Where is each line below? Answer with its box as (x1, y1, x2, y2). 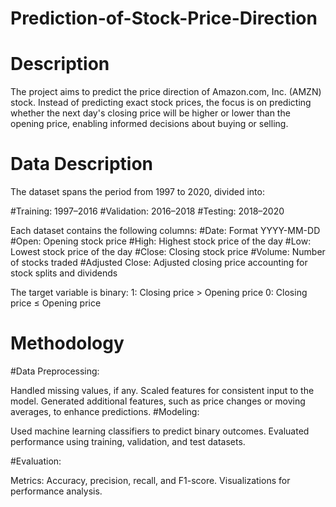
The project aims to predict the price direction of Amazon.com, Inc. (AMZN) (10, 86, 322, 98)
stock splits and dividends (10, 267, 118, 279)
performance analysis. (10, 485, 103, 497)
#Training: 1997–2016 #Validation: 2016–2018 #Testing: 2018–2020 (10, 205, 285, 217)
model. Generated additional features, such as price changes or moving (10, 395, 306, 407)
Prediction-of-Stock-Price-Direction (10, 7, 318, 30)
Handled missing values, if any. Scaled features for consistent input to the (10, 385, 315, 396)
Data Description (10, 153, 154, 176)
